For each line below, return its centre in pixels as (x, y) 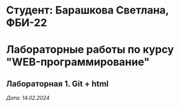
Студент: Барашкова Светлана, (88, 10)
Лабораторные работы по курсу (90, 50)
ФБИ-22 (27, 23)
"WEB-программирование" (78, 62)
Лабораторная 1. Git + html (58, 84)
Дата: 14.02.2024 (28, 98)
